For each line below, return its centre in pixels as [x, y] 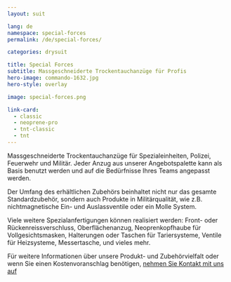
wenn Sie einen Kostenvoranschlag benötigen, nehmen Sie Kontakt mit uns [116, 263]
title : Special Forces [40, 65]
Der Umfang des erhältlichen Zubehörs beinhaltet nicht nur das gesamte [112, 192]
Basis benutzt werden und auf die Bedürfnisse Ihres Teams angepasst [109, 170]
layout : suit [26, 14]
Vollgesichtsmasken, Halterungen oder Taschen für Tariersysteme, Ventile [114, 235]
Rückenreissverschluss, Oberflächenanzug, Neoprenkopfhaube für [104, 227]
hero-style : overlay [38, 84]
